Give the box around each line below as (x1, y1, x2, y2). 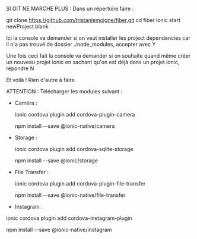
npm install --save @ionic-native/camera (14, 122, 115, 130)
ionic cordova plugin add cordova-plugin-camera (14, 111, 135, 118)
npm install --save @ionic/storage (14, 157, 98, 164)
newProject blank (6, 23, 49, 30)
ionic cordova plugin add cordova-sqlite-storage (14, 146, 134, 152)
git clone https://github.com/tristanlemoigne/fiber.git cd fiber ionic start (6, 17, 181, 23)
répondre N (6, 65, 34, 72)
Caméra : (14, 99, 37, 106)
